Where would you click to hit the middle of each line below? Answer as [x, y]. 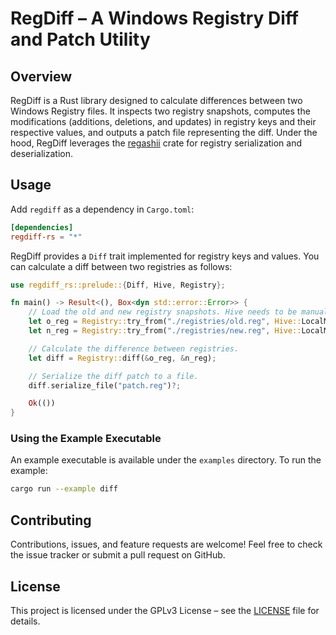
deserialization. [41, 153]
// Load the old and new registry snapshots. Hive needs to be [163, 312]
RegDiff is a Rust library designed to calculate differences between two [156, 100]
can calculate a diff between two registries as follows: [121, 266]
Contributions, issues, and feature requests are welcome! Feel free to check [166, 544]
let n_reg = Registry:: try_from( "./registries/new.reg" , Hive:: [165, 331]
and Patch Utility [80, 39]
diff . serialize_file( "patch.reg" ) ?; [105, 385]
